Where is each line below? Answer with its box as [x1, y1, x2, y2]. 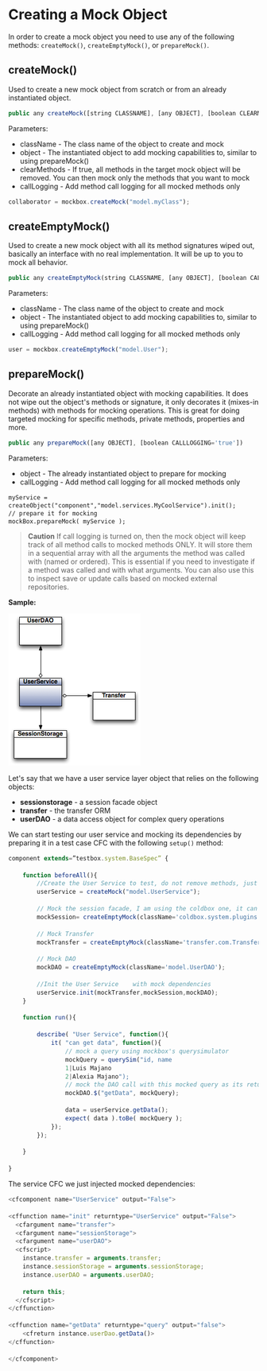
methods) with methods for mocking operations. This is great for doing [8, 406, 240, 415]
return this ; [22, 1287, 66, 1295]
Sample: [8, 597, 37, 607]
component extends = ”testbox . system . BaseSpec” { [8, 854, 169, 862]
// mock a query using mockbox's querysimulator [64, 1047, 229, 1055]
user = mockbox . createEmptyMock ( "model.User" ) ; [8, 346, 169, 354]
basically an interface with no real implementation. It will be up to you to [8, 249, 244, 259]
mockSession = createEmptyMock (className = [37, 913, 176, 921]
